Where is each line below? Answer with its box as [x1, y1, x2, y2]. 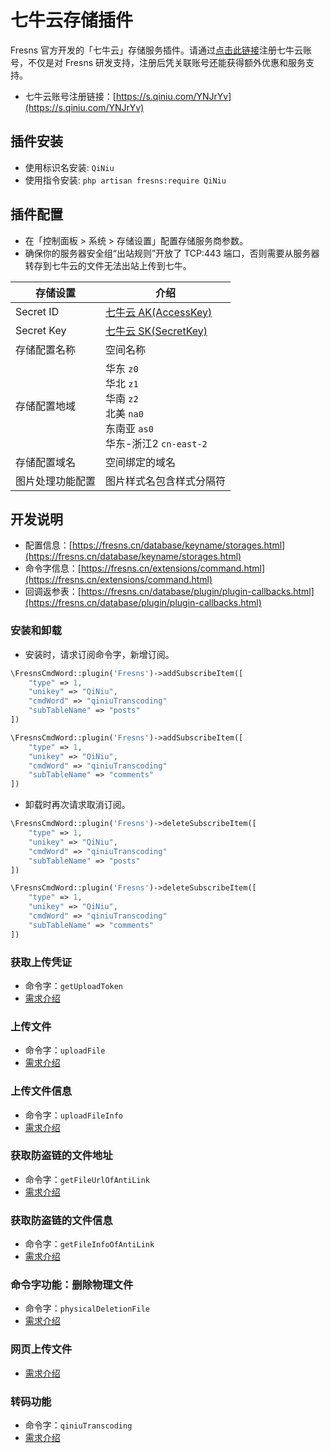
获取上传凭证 [10, 955, 73, 969]
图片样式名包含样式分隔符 [105, 474, 227, 488]
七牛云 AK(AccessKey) [105, 305, 213, 319]
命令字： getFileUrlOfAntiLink [24, 1173, 150, 1185]
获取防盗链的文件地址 [10, 1149, 113, 1163]
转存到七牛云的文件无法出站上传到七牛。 [24, 259, 192, 271]
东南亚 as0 [105, 421, 154, 435]
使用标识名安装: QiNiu [24, 161, 115, 173]
